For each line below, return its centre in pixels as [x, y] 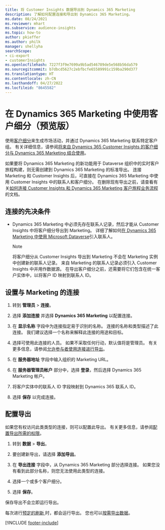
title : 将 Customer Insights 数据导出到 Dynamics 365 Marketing [70, 10]
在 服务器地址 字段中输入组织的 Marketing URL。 [62, 360]
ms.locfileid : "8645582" [31, 88]
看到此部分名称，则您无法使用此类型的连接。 [62, 471]
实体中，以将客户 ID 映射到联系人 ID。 [55, 275]
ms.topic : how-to [23, 33]
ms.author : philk [23, 42]
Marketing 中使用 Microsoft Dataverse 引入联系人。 [64, 237]
